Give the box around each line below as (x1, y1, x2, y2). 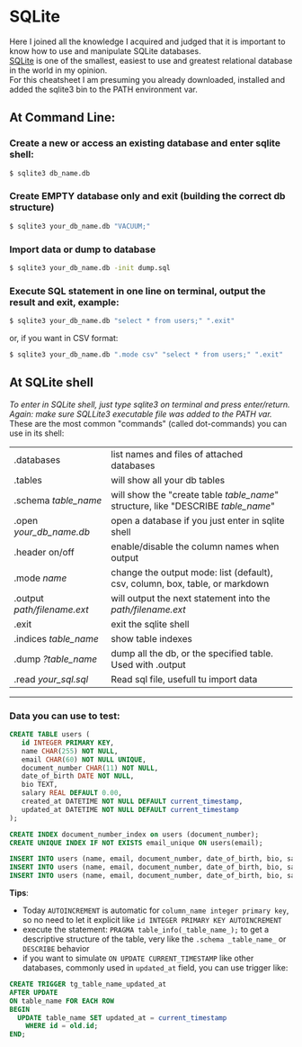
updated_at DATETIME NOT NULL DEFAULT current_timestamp (21, 805, 240, 814)
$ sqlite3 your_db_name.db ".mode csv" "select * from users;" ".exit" (9, 350, 283, 359)
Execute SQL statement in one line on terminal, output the (9, 284, 266, 297)
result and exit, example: (9, 295, 120, 308)
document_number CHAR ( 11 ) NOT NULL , (21, 763, 159, 772)
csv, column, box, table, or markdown (111, 577, 270, 590)
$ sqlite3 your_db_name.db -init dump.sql (9, 263, 171, 272)
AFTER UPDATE (9, 988, 58, 997)
